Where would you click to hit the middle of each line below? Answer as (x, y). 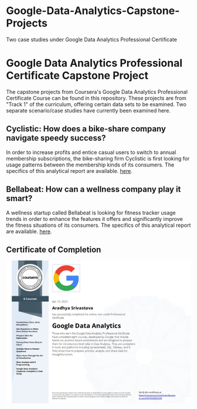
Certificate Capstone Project (77, 76)
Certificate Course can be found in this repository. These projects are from (96, 98)
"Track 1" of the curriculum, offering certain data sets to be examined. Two (96, 104)
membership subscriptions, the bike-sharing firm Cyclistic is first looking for (98, 158)
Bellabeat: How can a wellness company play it (94, 190)
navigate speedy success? (56, 138)
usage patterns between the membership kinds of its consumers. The (90, 165)
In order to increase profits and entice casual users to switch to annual (91, 152)
